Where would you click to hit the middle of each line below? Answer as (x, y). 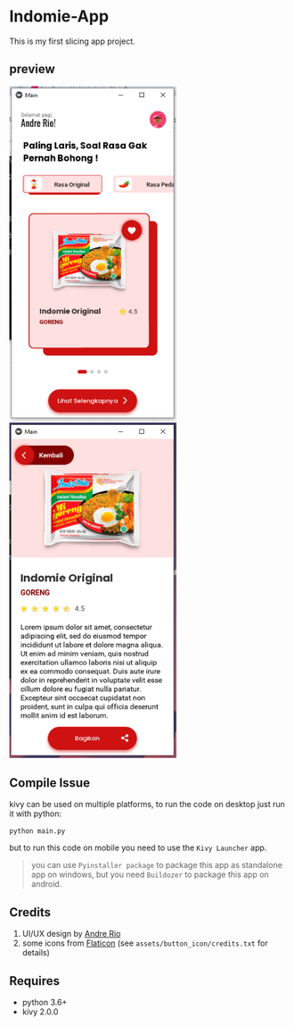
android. (46, 884)
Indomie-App (59, 17)
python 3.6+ (45, 1003)
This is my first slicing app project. (72, 41)
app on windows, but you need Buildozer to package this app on (150, 875)
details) (36, 953)
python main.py (37, 831)
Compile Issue (50, 783)
